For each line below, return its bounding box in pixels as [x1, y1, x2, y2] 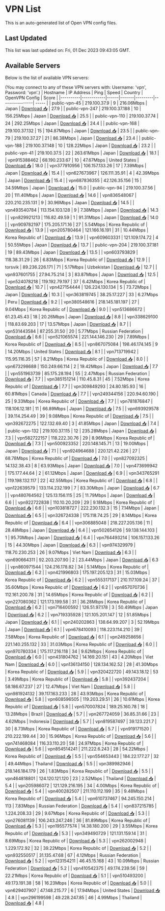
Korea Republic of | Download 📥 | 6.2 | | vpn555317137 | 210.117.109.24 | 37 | [5, 576, 160, 583]
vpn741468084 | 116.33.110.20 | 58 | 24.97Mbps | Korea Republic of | [5, 740, 144, 746]
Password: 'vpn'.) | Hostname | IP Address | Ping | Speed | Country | [5, 89, 143, 95]
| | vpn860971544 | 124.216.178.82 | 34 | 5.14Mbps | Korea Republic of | [5, 564, 149, 569]
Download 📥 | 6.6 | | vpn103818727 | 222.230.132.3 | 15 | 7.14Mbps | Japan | [5, 505, 160, 511]
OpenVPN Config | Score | [5, 95, 58, 101]
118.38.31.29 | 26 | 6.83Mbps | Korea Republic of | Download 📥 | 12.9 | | [5, 257, 150, 263]
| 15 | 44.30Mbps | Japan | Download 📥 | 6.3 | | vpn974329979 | [5, 542, 136, 548]
